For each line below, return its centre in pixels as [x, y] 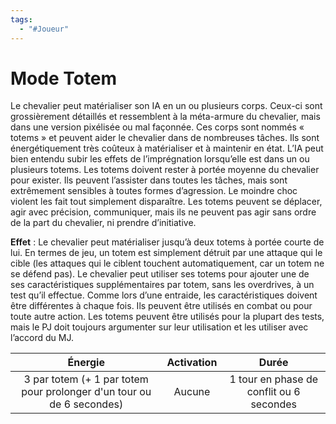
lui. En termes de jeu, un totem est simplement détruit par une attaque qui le [166, 253]
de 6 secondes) [86, 404]
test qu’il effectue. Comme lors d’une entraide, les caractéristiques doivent [164, 295]
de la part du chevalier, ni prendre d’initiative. [103, 223]
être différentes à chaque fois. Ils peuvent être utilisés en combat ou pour [161, 306]
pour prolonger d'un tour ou [86, 392]
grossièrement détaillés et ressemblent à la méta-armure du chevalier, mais [165, 117]
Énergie [86, 363]
